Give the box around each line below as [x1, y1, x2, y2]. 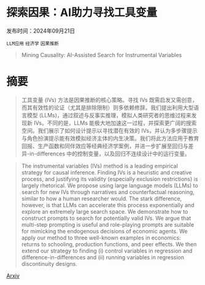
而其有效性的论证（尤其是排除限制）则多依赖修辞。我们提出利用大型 [21, 104, 194, 111]
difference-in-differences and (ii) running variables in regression [21, 253, 185, 261]
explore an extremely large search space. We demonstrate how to [21, 208, 188, 215]
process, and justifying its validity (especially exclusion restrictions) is [21, 175, 198, 182]
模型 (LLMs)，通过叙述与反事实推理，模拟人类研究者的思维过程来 [26, 111, 191, 119]
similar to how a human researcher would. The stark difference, [21, 195, 182, 202]
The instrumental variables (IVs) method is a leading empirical [21, 162, 178, 170]
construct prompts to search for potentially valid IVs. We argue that [21, 214, 191, 222]
